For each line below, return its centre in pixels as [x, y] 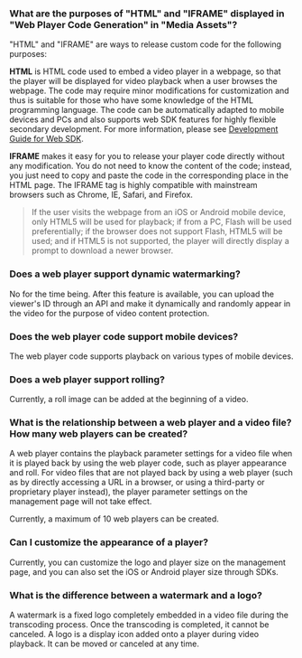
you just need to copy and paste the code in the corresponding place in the [149, 175]
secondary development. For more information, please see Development [144, 129]
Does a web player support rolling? [87, 380]
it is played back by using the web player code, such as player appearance [148, 463]
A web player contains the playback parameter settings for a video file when [151, 454]
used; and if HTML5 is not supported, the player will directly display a [160, 241]
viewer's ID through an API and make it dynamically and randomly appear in [150, 303]
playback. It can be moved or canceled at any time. [105, 644]
